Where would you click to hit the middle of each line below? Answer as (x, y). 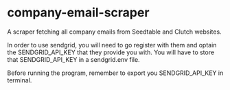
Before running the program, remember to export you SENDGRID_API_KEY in (115, 73)
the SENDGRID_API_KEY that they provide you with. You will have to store (111, 52)
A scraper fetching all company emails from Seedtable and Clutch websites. (114, 32)
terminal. (20, 80)
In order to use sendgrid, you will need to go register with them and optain (112, 45)
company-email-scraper (78, 13)
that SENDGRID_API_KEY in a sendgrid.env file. (73, 59)
